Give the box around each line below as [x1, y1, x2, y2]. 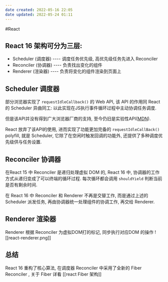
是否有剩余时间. [5, 182, 38, 188]
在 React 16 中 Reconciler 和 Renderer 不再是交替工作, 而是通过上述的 [5, 192, 148, 198]
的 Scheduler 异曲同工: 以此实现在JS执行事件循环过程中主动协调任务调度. [5, 105, 156, 111]
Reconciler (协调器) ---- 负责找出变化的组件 [12, 62, 103, 68]
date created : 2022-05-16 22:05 [5, 7, 73, 13]
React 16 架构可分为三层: [5, 41, 83, 50]
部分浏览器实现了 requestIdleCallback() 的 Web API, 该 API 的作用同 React [5, 99, 160, 105]
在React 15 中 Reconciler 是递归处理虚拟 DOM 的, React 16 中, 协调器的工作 [5, 169, 160, 175]
